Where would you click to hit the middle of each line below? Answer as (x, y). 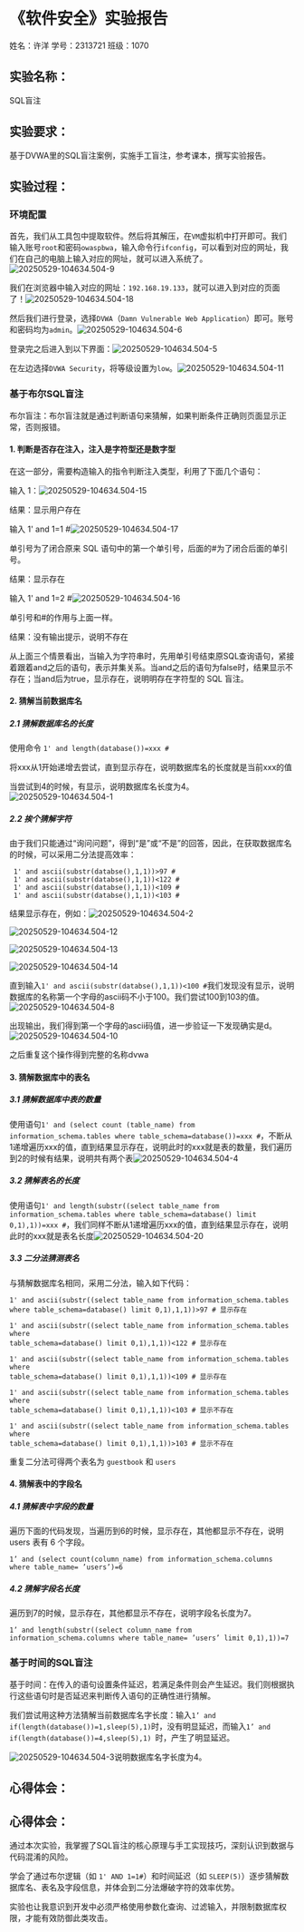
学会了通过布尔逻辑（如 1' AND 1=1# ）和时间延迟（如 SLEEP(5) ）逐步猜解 (145, 1876)
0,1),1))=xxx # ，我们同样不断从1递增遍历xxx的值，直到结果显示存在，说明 (149, 1225)
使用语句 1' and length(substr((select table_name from (114, 1205)
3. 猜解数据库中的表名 (50, 1077)
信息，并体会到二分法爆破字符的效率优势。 (160, 1887)
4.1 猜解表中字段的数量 (51, 1506)
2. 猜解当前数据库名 (46, 701)
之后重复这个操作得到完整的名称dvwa (79, 1055)
